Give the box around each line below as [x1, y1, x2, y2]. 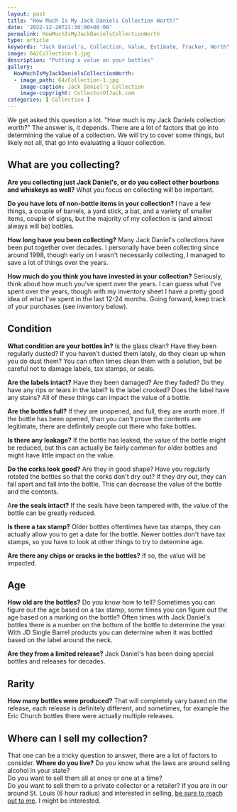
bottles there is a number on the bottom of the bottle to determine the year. [7, 621, 227, 629]
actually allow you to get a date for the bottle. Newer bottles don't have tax [7, 530, 226, 538]
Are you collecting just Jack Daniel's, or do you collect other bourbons [7, 178, 220, 186]
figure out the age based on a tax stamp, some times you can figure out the [7, 605, 228, 615]
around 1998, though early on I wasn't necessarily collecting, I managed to [7, 250, 226, 259]
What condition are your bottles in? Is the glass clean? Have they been [7, 342, 217, 350]
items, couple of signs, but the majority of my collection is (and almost [7, 214, 213, 222]
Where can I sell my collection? [7, 732, 148, 745]
